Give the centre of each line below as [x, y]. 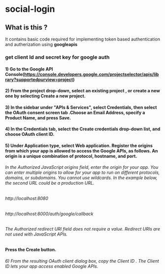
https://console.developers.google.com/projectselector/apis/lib [91, 74]
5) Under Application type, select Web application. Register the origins [79, 145]
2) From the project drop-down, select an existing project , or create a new [82, 91]
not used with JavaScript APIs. [36, 234]
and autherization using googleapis [41, 44]
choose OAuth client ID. [30, 134]
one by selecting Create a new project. [46, 96]
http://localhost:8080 [27, 198]
